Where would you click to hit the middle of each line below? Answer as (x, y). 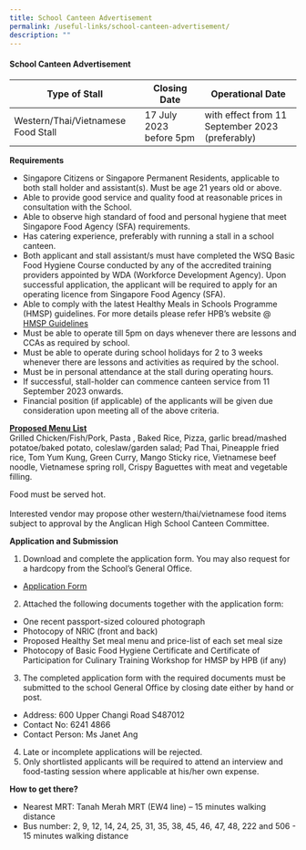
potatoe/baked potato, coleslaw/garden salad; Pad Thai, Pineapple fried (144, 447)
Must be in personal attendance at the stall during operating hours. (148, 371)
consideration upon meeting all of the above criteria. (121, 410)
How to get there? (44, 789)
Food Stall (36, 131)
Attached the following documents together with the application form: (153, 604)
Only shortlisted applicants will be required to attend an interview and (153, 762)
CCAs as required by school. (76, 342)
